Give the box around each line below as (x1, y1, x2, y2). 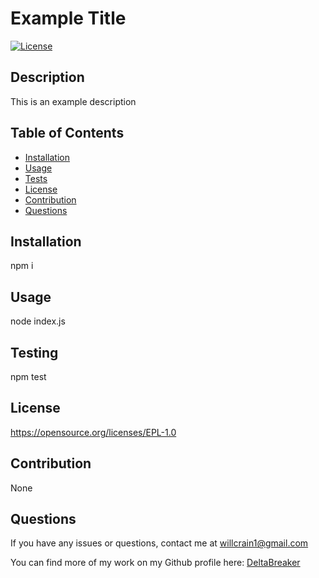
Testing (10, 344, 59, 361)
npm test (10, 371, 47, 382)
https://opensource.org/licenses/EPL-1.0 (10, 426, 177, 438)
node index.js (10, 315, 66, 327)
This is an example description (10, 95, 137, 107)
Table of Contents (10, 125, 125, 142)
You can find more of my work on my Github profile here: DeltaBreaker (10, 557, 301, 569)
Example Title (10, 7, 127, 30)
